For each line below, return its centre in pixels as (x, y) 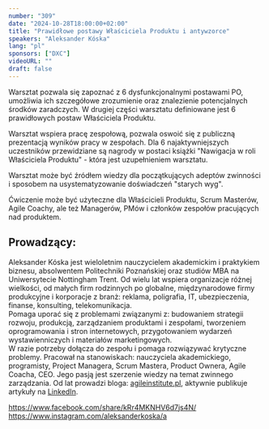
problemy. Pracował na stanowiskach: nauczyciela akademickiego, (120, 357)
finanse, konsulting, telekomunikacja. (70, 305)
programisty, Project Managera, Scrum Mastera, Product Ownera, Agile (127, 366)
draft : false (30, 69)
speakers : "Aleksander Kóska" (60, 39)
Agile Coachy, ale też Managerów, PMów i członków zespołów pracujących (134, 208)
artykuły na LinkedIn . (43, 392)
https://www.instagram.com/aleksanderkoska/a (88, 416)
